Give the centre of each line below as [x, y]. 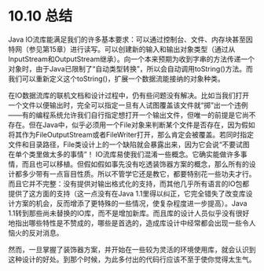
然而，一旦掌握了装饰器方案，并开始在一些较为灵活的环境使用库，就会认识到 [132, 249]
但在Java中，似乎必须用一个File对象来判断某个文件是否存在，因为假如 [142, 125]
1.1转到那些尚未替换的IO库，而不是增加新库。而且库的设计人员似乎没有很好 [129, 213]
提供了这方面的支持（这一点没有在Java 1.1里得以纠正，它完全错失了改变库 [127, 193]
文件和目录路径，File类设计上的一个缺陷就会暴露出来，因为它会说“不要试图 [129, 144]
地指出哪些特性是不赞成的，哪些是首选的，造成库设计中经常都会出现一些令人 [132, 223]
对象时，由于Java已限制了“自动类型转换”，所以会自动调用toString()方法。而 [130, 68]
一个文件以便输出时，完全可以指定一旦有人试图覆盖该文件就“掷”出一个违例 [128, 105]
